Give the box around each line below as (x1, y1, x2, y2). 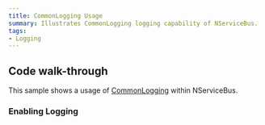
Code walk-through (8, 64, 108, 77)
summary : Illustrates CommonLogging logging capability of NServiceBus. (8, 19, 259, 27)
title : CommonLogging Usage (8, 11, 103, 20)
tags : (8, 27, 27, 35)
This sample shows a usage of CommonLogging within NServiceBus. (8, 85, 238, 95)
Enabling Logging (8, 106, 79, 117)
